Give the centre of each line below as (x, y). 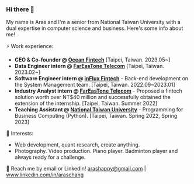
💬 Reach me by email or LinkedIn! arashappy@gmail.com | (76, 169)
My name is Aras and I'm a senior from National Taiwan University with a (93, 22)
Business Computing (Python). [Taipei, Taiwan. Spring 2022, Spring (96, 116)
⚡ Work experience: (30, 46)
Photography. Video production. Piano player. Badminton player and (96, 151)
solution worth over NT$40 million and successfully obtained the (92, 97)
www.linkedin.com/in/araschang (45, 175)
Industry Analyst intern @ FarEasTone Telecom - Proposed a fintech (98, 91)
